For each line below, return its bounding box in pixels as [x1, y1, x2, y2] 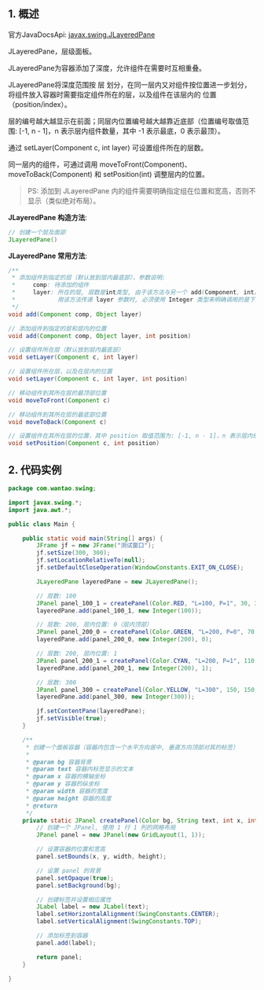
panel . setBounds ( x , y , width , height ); [36, 852, 167, 860]
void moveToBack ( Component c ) [8, 418, 108, 426]
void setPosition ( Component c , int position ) [8, 440, 159, 447]
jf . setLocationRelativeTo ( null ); [36, 557, 146, 565]
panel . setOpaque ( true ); [36, 874, 114, 882]
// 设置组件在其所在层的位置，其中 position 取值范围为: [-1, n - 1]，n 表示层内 [8, 432, 253, 440]
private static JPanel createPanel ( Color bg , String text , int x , [22, 816, 244, 824]
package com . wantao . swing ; [8, 484, 97, 492]
